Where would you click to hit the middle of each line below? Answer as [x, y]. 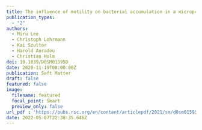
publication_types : [31, 17]
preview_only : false [37, 106]
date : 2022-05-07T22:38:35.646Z [47, 117]
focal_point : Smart [36, 101]
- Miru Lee [25, 34]
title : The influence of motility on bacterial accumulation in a [91, 12]
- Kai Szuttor [29, 46]
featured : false [26, 84]
